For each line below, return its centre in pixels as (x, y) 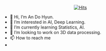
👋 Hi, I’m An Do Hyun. (32, 17)
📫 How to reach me (30, 38)
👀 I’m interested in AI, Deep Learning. (48, 22)
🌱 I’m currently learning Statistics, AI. (47, 27)
